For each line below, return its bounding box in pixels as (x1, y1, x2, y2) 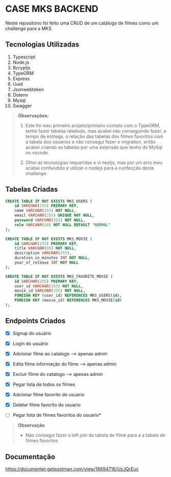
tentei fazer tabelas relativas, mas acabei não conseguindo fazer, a (25, 128, 166, 134)
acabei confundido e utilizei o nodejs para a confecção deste (25, 164, 154, 171)
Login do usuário (12, 340, 48, 346)
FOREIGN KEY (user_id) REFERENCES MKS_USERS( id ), (14, 293, 123, 298)
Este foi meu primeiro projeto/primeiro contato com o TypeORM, (25, 122, 161, 128)
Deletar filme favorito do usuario (12, 402, 81, 408)
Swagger (12, 103, 32, 109)
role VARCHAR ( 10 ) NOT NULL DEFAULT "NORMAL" (14, 222, 111, 227)
